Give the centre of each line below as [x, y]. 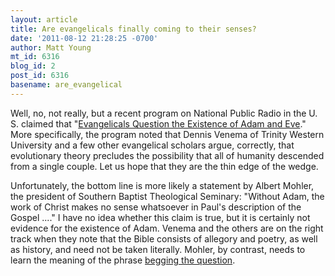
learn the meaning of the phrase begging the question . [123, 260]
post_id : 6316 [40, 76]
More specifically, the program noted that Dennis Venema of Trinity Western [167, 134]
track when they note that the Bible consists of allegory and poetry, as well [164, 238]
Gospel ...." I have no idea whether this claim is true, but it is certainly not [160, 217]
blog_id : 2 [33, 66]
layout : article [44, 19]
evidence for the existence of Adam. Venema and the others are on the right [167, 228]
